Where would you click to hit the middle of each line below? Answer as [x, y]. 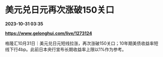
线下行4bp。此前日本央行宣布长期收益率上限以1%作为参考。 [66, 49]
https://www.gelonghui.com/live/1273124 [48, 33]
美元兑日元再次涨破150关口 [60, 10]
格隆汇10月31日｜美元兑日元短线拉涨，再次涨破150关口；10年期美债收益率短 [82, 43]
